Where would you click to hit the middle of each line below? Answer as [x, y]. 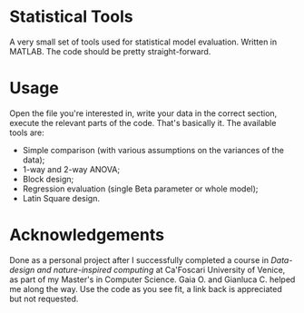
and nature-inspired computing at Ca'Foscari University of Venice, [161, 269]
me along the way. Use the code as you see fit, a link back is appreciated [146, 289]
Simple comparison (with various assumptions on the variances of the [153, 150]
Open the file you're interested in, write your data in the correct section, [143, 113]
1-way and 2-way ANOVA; [71, 169]
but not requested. [44, 298]
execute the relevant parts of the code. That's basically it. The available [143, 122]
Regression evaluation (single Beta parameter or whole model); [140, 189]
